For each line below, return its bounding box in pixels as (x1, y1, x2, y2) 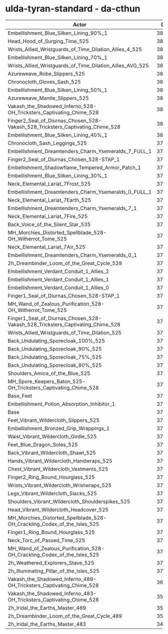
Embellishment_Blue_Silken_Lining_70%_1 (7, 54, 107, 61)
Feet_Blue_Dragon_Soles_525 (7, 441, 78, 448)
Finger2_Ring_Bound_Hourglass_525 (7, 473, 95, 480)
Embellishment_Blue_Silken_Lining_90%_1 (7, 30, 107, 37)
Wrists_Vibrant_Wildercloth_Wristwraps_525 (7, 481, 111, 488)
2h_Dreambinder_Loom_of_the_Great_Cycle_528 (7, 260, 122, 267)
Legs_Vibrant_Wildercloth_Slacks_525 (7, 490, 97, 497)
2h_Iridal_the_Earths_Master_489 (7, 604, 86, 611)
